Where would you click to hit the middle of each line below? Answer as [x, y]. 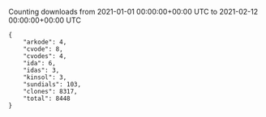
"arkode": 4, [45, 42]
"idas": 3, [41, 70]
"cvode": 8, [43, 49]
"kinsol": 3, [45, 77]
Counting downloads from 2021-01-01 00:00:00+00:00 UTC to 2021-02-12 [133, 12]
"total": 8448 [47, 98]
